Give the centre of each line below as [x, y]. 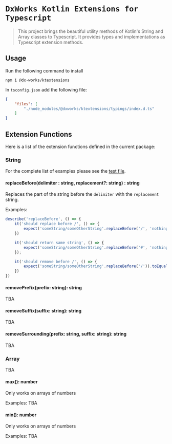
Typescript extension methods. [50, 42]
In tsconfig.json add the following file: [46, 89]
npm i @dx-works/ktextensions [38, 80]
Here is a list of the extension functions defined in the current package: [80, 146]
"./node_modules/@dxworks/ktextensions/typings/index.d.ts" [89, 109]
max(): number [21, 381]
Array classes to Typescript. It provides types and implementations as [91, 36]
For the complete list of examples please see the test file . [66, 171]
